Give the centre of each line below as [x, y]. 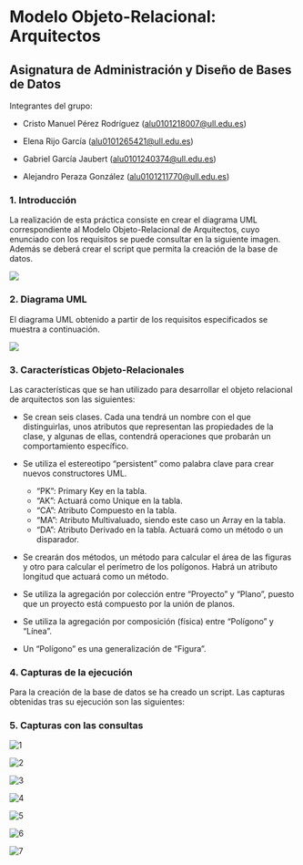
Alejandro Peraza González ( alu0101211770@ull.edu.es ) [126, 176]
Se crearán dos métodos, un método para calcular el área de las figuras [157, 557]
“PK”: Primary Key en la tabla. [91, 490]
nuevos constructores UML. [75, 473]
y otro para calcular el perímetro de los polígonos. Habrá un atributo [150, 566]
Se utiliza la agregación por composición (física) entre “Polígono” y [148, 621]
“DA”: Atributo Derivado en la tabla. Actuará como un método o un [160, 530]
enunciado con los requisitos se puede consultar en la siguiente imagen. [145, 240]
